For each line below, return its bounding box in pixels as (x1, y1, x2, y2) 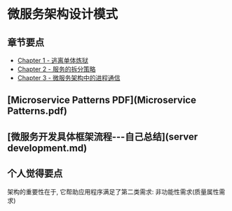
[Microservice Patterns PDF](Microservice (7, 94, 196, 106)
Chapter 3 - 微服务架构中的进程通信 (17, 74, 121, 82)
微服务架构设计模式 (7, 6, 118, 22)
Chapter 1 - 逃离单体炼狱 (17, 57, 89, 64)
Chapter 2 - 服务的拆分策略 (17, 65, 96, 73)
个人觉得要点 (7, 168, 63, 180)
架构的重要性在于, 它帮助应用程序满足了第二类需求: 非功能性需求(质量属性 (7, 187, 219, 196)
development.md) (7, 142, 88, 154)
